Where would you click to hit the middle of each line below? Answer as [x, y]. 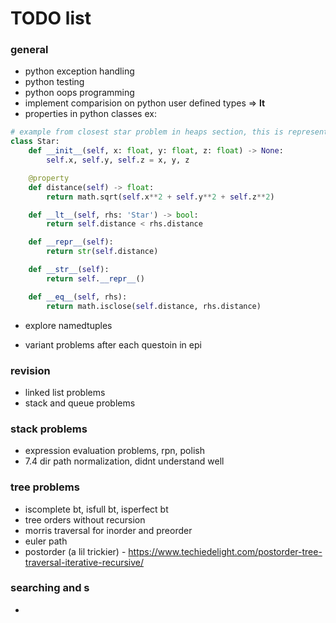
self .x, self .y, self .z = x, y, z [118, 160]
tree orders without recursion [85, 519]
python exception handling [79, 71]
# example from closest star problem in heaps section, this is [147, 132]
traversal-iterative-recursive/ [84, 562]
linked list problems [65, 392]
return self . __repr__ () [95, 278]
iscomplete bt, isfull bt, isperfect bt [96, 509]
